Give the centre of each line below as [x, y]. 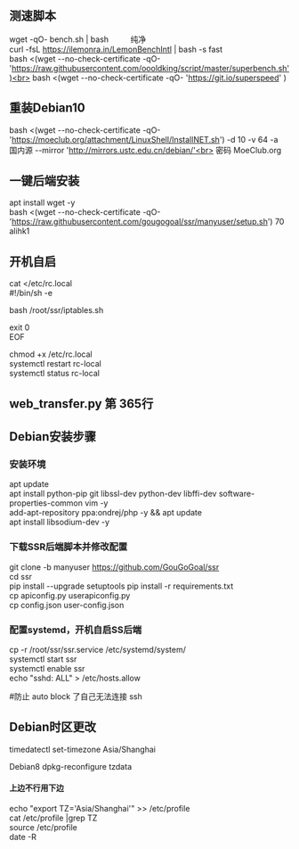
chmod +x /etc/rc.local [51, 354]
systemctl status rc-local [55, 374]
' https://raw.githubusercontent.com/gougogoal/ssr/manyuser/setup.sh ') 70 [147, 222]
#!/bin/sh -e [31, 293]
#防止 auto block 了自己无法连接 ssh [76, 696]
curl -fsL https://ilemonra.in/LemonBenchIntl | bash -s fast [116, 49]
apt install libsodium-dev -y [59, 522]
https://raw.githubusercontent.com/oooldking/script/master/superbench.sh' [151, 68]
